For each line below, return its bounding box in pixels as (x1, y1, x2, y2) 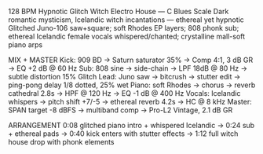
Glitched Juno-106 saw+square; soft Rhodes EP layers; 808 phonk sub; (8, 24, 239, 32)
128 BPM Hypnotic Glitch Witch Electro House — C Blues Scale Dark (8, 7, 229, 16)
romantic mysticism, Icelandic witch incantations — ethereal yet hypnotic (8, 15, 245, 24)
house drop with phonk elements (8, 137, 115, 146)
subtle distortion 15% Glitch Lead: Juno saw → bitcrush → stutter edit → (8, 72, 241, 81)
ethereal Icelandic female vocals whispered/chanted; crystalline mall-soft (8, 31, 246, 41)
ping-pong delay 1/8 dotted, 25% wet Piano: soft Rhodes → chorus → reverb (8, 80, 256, 90)
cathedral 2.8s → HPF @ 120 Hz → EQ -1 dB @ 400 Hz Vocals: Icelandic (8, 89, 241, 97)
